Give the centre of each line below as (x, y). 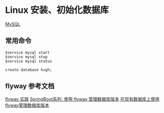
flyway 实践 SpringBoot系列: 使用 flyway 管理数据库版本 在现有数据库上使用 (82, 99)
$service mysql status (29, 61)
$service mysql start (28, 52)
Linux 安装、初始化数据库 (57, 10)
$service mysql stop (27, 57)
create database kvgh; (29, 70)
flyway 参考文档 (30, 86)
